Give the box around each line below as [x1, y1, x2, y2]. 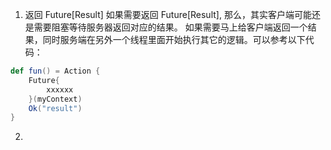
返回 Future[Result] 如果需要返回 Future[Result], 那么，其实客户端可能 [24, 9, 312, 20]
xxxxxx [46, 84, 74, 95]
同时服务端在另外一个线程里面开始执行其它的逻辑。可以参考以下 [42, 34, 306, 45]
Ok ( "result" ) [28, 103, 83, 113]
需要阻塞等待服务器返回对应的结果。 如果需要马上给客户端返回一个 [33, 21, 308, 33]
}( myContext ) [28, 94, 83, 104]
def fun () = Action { [10, 66, 101, 76]
